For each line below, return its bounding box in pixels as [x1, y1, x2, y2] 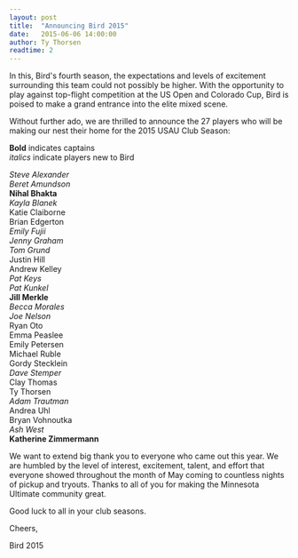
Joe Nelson [9, 311, 51, 322]
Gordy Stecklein [9, 358, 68, 369]
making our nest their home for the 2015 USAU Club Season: [9, 125, 231, 136]
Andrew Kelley [9, 264, 62, 275]
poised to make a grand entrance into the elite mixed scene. [9, 99, 229, 109]
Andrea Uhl [9, 405, 51, 416]
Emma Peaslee [9, 330, 64, 340]
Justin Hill [9, 254, 46, 265]
